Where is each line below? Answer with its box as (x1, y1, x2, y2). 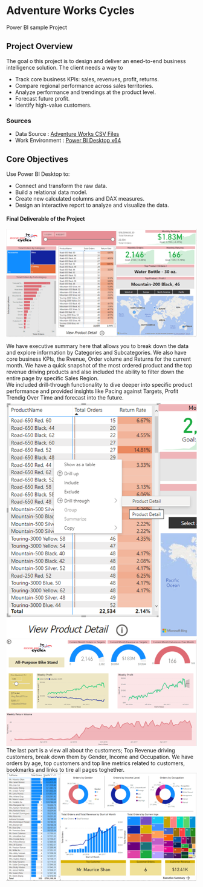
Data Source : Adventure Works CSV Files (14, 130, 120, 138)
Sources (6, 116, 31, 125)
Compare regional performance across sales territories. (14, 82, 154, 89)
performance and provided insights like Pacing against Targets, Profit (6, 387, 179, 395)
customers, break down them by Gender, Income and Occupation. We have (6, 753, 194, 761)
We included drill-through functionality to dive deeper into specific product (6, 381, 193, 388)
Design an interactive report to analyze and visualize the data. (14, 201, 169, 209)
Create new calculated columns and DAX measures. (14, 195, 145, 202)
